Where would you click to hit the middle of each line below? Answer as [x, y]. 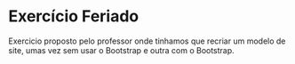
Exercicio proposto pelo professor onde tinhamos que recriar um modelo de [147, 41]
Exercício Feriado [74, 16]
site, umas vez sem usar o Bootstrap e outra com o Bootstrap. [121, 50]
